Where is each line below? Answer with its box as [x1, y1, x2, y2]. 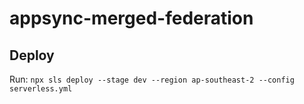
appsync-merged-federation [9, 7, 254, 30]
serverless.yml [9, 84, 73, 94]
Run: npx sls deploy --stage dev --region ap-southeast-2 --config [9, 73, 295, 85]
